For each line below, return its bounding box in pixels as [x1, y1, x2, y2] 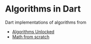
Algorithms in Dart [5, 3, 81, 15]
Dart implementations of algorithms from [5, 19, 87, 25]
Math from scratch [12, 34, 50, 40]
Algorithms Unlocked [12, 29, 55, 34]
